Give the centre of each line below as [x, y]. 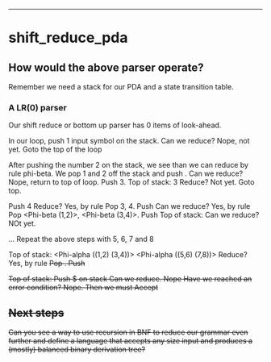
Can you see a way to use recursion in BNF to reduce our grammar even [128, 332]
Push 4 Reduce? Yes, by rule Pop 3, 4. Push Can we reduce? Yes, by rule [129, 206]
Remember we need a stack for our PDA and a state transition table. [121, 87]
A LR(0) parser [38, 107]
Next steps [36, 312]
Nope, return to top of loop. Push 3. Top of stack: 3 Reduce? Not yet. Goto [131, 182]
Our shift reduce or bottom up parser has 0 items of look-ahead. [115, 125]
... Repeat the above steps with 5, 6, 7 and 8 [81, 239]
